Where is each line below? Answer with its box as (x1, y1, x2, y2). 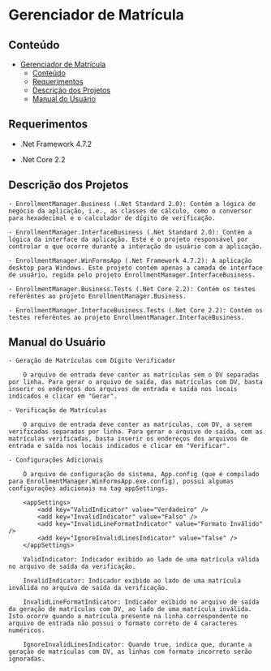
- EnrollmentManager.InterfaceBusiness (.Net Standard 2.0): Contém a (8, 228, 252, 236)
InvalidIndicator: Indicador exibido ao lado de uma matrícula (23, 577, 242, 585)
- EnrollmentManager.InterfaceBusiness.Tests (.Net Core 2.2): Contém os (8, 306, 264, 314)
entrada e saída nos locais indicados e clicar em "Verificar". (8, 442, 230, 450)
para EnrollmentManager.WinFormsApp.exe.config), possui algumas (8, 477, 234, 486)
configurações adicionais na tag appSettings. (8, 484, 169, 492)
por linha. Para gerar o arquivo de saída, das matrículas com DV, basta (8, 378, 264, 386)
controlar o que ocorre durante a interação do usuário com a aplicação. (8, 242, 264, 251)
